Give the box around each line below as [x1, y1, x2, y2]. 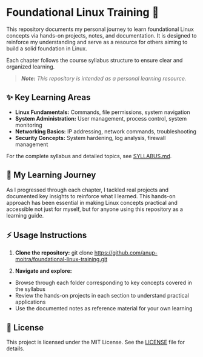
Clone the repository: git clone [15, 249, 93, 256]
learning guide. [6, 212, 44, 219]
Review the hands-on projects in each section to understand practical [15, 292, 189, 299]
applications [15, 298, 46, 305]
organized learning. [6, 63, 55, 70]
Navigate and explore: [15, 267, 72, 275]
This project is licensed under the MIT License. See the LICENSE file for [6, 339, 185, 346]
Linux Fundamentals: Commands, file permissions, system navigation [15, 108, 190, 116]
